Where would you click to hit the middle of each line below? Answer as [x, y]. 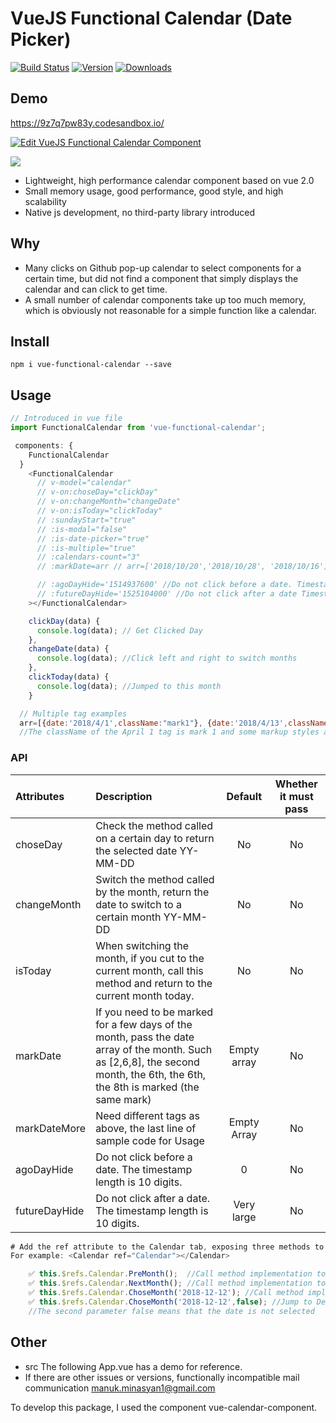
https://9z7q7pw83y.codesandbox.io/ [87, 123]
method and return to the [154, 983]
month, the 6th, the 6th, [151, 1074]
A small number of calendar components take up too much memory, [165, 299]
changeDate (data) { [69, 649]
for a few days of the [144, 1024]
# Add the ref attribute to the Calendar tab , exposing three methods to [167, 1247]
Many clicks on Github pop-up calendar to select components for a [163, 268]
